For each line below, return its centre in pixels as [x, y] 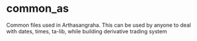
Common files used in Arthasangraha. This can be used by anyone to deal [98, 25]
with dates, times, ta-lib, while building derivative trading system [87, 31]
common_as [38, 9]
